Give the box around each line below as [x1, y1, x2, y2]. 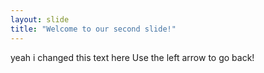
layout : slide [10, 14, 70, 25]
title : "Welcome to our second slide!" [10, 24, 177, 34]
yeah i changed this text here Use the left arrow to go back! [10, 51, 255, 63]
